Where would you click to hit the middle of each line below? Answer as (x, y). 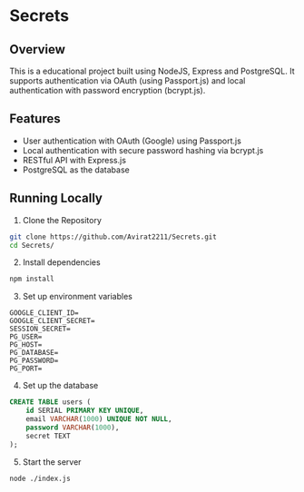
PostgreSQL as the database (76, 170)
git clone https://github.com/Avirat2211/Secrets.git (113, 237)
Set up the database (60, 386)
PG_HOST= (26, 345)
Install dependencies (62, 262)
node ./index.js (40, 478)
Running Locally (56, 198)
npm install (32, 279)
